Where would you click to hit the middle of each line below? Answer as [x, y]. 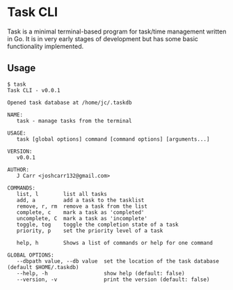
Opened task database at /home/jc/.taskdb [70, 102]
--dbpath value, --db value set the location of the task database [118, 261]
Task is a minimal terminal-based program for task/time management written [117, 31]
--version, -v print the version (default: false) [113, 280]
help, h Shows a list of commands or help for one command [115, 243]
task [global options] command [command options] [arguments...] [113, 139]
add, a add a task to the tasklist [80, 200]
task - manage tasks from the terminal [74, 121]
